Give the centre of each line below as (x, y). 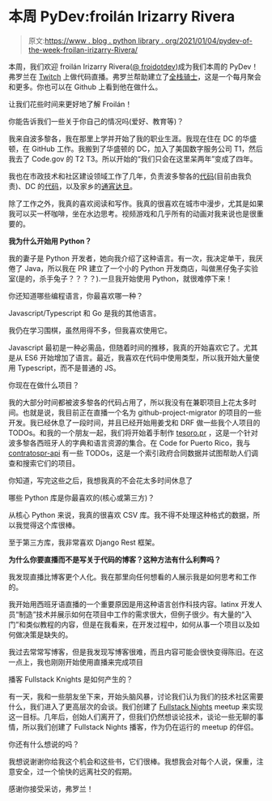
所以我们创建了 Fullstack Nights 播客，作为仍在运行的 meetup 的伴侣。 (140, 726)
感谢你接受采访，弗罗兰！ (51, 789)
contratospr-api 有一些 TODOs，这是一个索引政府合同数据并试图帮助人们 (130, 453)
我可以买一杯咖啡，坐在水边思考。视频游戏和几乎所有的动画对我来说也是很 (132, 213)
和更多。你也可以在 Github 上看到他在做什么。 (85, 87)
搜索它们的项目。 (51, 463)
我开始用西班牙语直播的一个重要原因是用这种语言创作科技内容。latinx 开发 (132, 604)
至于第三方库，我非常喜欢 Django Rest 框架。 (84, 542)
